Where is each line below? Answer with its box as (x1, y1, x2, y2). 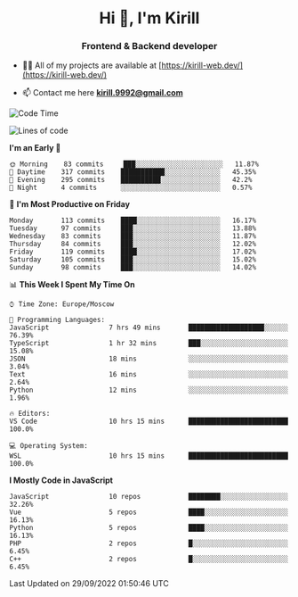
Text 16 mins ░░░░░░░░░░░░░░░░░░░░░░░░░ (9, 370, 289, 379)
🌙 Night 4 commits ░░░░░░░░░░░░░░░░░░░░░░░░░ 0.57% (9, 183, 253, 193)
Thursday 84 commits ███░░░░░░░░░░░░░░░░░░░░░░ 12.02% (9, 240, 256, 249)
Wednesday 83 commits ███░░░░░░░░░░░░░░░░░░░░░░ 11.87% (9, 232, 256, 241)
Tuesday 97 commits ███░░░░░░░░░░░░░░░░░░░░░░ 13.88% (9, 224, 256, 233)
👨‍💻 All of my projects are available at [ (21, 60, 162, 70)
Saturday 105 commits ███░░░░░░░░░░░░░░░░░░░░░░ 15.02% (9, 255, 256, 264)
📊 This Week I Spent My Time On (9, 279, 135, 290)
